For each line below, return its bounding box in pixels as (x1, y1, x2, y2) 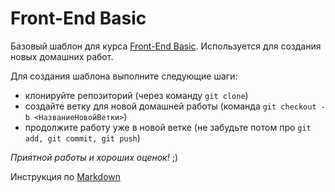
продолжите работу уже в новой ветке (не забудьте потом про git (24, 121, 312, 133)
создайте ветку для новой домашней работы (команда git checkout (24, 100, 317, 112)
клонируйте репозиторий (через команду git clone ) (24, 89, 249, 101)
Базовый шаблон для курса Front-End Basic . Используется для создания (10, 40, 322, 52)
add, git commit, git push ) (24, 132, 141, 144)
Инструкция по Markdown (10, 170, 121, 182)
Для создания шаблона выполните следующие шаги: (10, 70, 238, 82)
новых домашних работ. (10, 50, 114, 62)
